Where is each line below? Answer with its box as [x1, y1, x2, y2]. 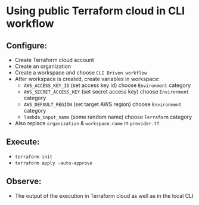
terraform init [14, 154, 53, 160]
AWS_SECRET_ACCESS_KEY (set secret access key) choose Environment [23, 88, 189, 95]
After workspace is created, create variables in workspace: [14, 76, 160, 82]
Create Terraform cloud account [14, 57, 94, 63]
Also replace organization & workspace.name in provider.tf [14, 120, 160, 126]
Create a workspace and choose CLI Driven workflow [14, 69, 147, 76]
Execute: [6, 137, 40, 147]
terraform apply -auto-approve [14, 160, 93, 166]
